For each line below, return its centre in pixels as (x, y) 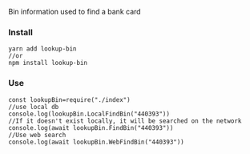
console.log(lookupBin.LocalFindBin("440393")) (89, 114)
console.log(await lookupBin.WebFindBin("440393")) (96, 142)
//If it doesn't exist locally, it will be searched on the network (125, 121)
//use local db (34, 107)
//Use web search (37, 135)
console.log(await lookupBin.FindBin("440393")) (91, 128)
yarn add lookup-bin (43, 49)
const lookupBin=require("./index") (69, 99)
